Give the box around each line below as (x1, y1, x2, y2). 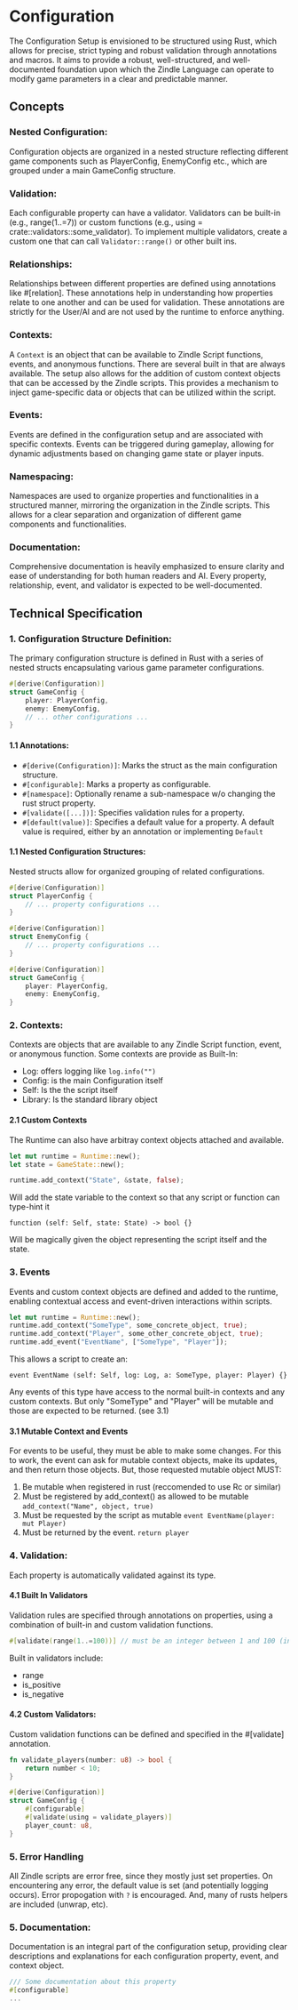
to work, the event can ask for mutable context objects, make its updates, (9, 1455, 278, 1466)
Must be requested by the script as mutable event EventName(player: (21, 1510, 276, 1521)
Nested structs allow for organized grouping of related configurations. (9, 865, 265, 877)
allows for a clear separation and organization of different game (9, 510, 242, 520)
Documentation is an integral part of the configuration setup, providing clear (9, 1942, 288, 1952)
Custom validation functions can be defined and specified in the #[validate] (9, 1728, 285, 1740)
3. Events (9, 1266, 51, 1278)
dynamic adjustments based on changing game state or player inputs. (9, 447, 264, 459)
